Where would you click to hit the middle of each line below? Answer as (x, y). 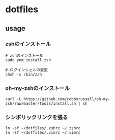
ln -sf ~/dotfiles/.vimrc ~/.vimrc (43, 133)
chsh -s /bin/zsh (24, 74)
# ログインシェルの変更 (27, 70)
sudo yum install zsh (28, 60)
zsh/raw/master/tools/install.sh (41, 104)
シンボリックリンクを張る (37, 118)
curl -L (13, 99)
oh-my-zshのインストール (38, 88)
